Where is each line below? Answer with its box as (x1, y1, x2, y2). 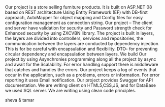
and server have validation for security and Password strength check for (5, 25, 152, 31)
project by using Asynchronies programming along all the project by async (5, 56, 157, 62)
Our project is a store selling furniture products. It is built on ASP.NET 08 (5, 4, 152, 10)
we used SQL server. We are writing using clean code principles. (5, 88, 136, 93)
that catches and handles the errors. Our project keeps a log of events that (5, 67, 157, 73)
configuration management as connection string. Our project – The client (5, 20, 153, 26)
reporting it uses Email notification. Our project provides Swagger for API (5, 77, 153, 83)
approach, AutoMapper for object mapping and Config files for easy (5, 15, 143, 20)
